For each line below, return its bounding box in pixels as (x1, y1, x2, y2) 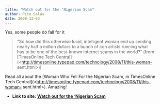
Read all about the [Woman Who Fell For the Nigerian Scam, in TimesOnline (5, 74, 156, 80)
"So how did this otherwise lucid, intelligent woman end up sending (16, 39, 152, 45)
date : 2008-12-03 (5, 16, 40, 21)
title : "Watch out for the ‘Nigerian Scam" (5, 7, 95, 12)
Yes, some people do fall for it (5, 30, 65, 35)
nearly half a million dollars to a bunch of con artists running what (16, 44, 148, 50)
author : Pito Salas (5, 12, 45, 16)
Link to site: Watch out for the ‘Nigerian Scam (12, 93, 106, 99)
